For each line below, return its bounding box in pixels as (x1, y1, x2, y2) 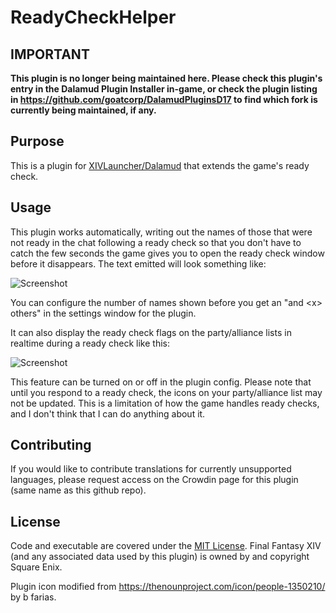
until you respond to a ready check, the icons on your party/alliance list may (10, 386, 323, 398)
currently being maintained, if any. (10, 104, 157, 116)
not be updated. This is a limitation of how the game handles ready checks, (10, 397, 320, 409)
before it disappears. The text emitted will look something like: (10, 257, 267, 270)
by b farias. (10, 591, 57, 603)
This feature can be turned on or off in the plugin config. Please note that (10, 376, 312, 388)
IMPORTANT (10, 46, 90, 63)
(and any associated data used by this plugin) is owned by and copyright (10, 551, 310, 563)
